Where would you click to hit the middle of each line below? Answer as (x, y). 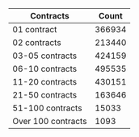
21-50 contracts (45, 95)
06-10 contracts (45, 69)
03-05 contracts (45, 56)
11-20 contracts (45, 82)
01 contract (35, 29)
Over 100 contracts (50, 121)
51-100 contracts (47, 108)
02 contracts (37, 42)
